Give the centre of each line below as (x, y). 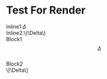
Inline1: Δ (16, 27)
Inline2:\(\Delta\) (26, 32)
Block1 (14, 39)
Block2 (15, 64)
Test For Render (46, 10)
